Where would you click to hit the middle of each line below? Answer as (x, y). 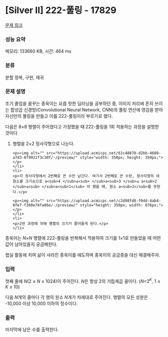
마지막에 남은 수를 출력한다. (32, 329)
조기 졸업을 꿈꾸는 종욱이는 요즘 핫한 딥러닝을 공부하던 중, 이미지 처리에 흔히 (79, 103)
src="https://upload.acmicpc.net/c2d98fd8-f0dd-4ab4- (104, 201)
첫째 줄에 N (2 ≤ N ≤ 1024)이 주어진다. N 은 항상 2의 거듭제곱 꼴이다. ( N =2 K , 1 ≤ (83, 281)
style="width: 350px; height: (112, 157)
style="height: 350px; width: (112, 205)
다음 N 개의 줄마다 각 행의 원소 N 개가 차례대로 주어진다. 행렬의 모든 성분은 (76, 297)
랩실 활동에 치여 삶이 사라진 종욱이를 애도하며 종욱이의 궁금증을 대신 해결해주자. (83, 255)
